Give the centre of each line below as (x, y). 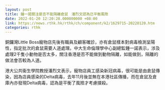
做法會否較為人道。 (25, 60)
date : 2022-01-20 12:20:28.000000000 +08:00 (51, 18)
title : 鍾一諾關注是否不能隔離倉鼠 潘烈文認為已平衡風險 (57, 14)
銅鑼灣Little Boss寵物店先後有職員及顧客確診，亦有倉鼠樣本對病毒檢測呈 (78, 42)
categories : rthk (23, 28)
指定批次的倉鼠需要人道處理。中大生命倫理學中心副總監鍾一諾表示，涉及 (87, 48)
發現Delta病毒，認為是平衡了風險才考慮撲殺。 (64, 83)
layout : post (18, 9)
